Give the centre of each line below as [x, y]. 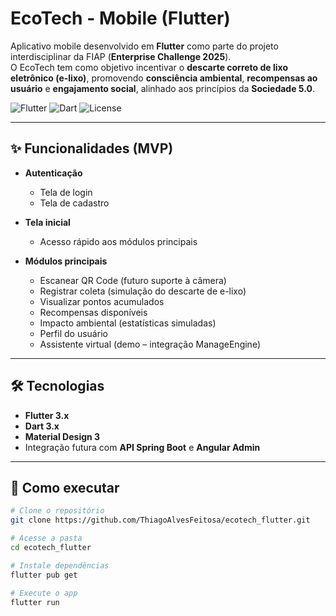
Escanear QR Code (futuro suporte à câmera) [133, 280]
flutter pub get [44, 575]
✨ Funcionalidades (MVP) [92, 148]
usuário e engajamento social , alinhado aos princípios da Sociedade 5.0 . [162, 88]
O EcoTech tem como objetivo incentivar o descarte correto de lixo [149, 67]
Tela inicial [47, 222]
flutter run [35, 602]
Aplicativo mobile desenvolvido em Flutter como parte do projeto [144, 46]
